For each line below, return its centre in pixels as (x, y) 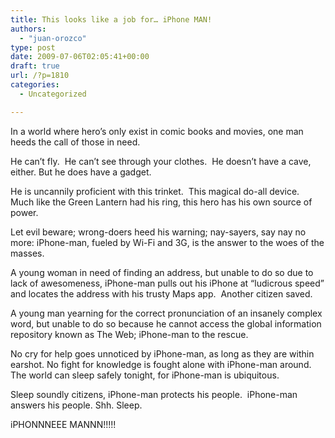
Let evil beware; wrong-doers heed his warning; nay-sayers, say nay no (158, 232)
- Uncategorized (53, 94)
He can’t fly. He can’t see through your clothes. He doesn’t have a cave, (161, 161)
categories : (35, 85)
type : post (33, 47)
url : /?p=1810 (40, 76)
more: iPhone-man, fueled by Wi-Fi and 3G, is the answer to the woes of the (167, 242)
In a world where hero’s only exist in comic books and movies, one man (157, 131)
